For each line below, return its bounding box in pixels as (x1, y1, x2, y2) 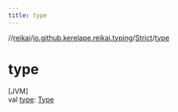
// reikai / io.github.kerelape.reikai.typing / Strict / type (8, 33, 170, 42)
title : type (8, 11, 47, 20)
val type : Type (8, 95, 55, 104)
